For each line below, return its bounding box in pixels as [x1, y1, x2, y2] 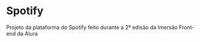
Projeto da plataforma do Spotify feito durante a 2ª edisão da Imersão [6, 24, 178, 31]
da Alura [17, 30, 38, 37]
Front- [178, 24, 195, 31]
